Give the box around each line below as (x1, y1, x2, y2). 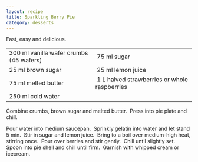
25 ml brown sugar (9, 66, 62, 74)
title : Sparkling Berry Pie (6, 14, 75, 20)
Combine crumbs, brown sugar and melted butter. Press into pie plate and (6, 107, 187, 115)
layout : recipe (6, 8, 44, 15)
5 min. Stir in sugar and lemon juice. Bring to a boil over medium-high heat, (6, 131, 191, 138)
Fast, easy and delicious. (6, 36, 67, 43)
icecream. (6, 150, 31, 157)
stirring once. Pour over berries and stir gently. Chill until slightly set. (6, 138, 176, 145)
